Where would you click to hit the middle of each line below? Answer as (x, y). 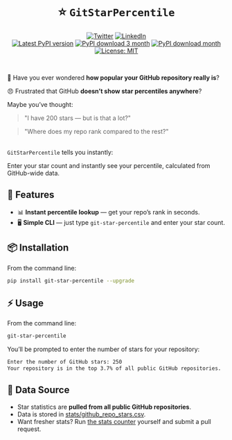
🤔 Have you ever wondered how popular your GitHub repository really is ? (113, 77)
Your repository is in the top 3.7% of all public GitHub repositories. (114, 369)
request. (29, 429)
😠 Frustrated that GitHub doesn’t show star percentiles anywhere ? (105, 91)
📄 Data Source (38, 390)
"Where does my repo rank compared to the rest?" (96, 131)
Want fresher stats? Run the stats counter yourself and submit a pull (114, 421)
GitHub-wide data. (34, 173)
